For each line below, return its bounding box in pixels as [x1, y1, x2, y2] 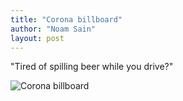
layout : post [10, 33, 65, 43]
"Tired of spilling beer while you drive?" [10, 61, 174, 73]
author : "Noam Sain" [10, 24, 97, 34]
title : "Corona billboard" [10, 14, 123, 25]
